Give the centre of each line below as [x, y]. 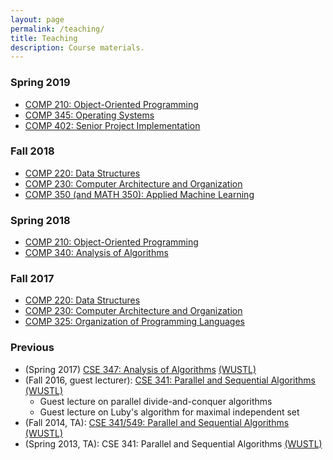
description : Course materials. [77, 47]
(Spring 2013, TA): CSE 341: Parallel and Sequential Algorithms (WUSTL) [173, 443]
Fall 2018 [32, 151]
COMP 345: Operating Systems [89, 115]
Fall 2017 [32, 279]
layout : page [37, 19]
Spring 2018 [40, 220]
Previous [32, 348]
